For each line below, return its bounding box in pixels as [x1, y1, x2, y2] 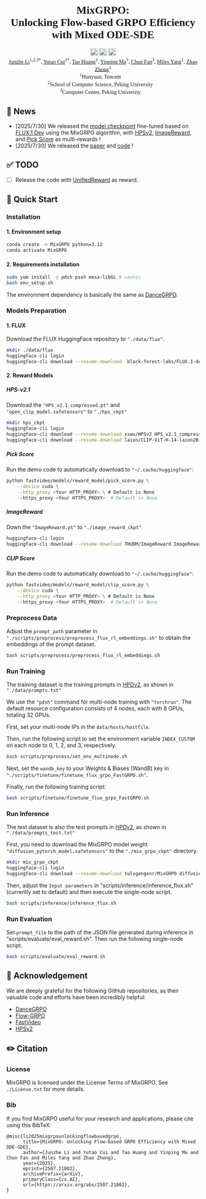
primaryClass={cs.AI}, [22, 1176, 81, 1182]
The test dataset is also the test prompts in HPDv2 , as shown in [6, 824, 167, 831]
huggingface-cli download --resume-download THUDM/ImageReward [6, 541, 172, 548]
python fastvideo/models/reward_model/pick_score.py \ [6, 478, 150, 484]
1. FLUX [6, 321, 26, 329]
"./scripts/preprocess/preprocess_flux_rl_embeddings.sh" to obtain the [6, 634, 191, 641]
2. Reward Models [6, 372, 53, 379]
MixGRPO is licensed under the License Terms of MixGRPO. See [6, 1079, 169, 1087]
